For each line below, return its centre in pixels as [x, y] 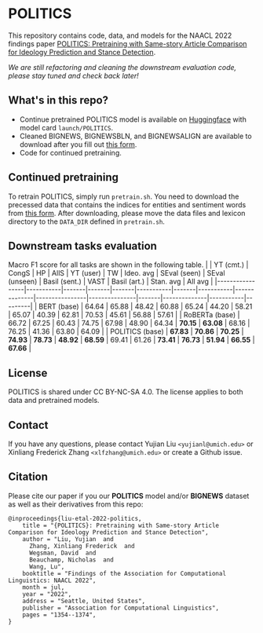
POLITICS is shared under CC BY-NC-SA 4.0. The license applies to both [126, 392]
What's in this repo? [58, 100]
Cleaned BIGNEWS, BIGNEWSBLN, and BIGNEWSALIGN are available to [136, 136]
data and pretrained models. [54, 401]
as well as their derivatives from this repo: [76, 504]
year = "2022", [47, 594]
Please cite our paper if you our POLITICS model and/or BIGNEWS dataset [129, 496]
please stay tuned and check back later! [73, 75]
